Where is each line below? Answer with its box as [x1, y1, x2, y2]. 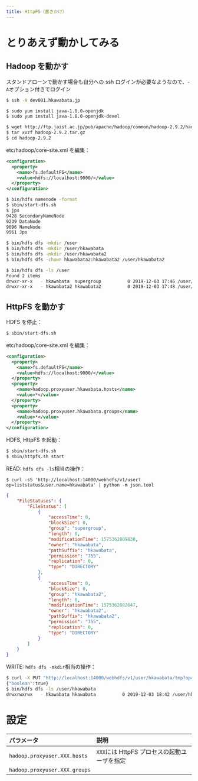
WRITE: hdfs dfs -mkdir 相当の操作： [6, 663, 96, 670]
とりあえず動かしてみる [6, 36, 120, 49]
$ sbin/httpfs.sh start [6, 453, 65, 460]
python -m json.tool [103, 482, 154, 488]
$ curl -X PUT [6, 675, 41, 681]
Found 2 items [6, 273, 41, 278]
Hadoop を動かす [6, 61, 69, 72]
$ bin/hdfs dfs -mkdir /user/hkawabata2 [6, 251, 107, 257]
